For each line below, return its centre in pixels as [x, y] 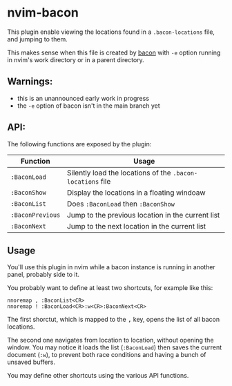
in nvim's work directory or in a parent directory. [76, 59]
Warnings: [30, 82]
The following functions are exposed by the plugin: [79, 144]
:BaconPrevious [36, 215]
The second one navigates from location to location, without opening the [110, 340]
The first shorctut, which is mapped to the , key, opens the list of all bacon [113, 320]
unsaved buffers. [31, 362]
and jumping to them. [37, 39]
